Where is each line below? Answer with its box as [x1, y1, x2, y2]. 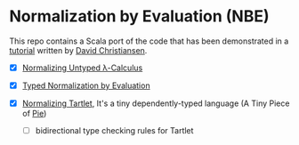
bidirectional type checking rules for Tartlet [35, 125, 194, 136]
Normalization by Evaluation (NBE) [9, 6, 270, 27]
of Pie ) [21, 109, 47, 119]
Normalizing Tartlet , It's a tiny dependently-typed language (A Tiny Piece [21, 98, 290, 109]
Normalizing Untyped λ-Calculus [21, 62, 143, 73]
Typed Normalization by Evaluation [21, 80, 150, 91]
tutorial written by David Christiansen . [9, 44, 148, 55]
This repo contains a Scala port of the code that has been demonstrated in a [9, 36, 289, 46]
